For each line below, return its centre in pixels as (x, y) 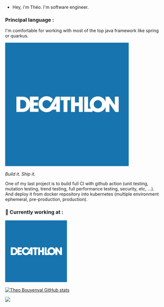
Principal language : (30, 20)
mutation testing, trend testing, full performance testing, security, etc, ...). (80, 189)
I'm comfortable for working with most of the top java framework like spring (82, 31)
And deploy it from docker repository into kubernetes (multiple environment (82, 194)
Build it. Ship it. (20, 174)
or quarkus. (17, 36)
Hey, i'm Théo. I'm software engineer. (50, 7)
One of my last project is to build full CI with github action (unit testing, (77, 184)
